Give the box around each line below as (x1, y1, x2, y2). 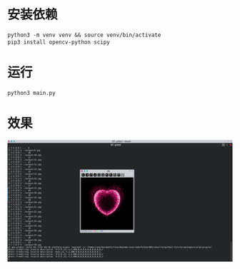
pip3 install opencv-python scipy (7, 39, 111, 46)
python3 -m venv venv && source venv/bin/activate (7, 31, 161, 39)
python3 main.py (7, 89, 56, 96)
